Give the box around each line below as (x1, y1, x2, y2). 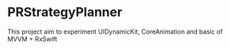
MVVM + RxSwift (7, 34, 57, 43)
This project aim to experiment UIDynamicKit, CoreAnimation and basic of (7, 27, 223, 36)
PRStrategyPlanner (7, 4, 123, 20)
